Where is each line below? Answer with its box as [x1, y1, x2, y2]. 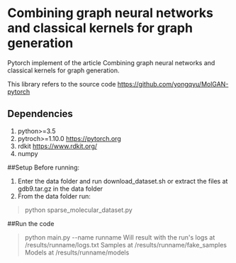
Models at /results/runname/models [24, 248, 130, 257]
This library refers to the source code [7, 79, 116, 88]
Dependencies [7, 108, 73, 120]
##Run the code [7, 219, 55, 228]
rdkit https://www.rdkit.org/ [17, 142, 98, 150]
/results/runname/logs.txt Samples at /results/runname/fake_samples [24, 240, 227, 249]
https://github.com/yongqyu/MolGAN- [117, 79, 229, 88]
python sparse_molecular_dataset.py [24, 206, 133, 214]
